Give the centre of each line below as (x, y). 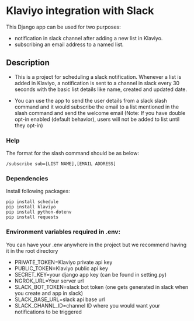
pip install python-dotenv (39, 212)
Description (28, 63)
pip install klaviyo (31, 207)
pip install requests (32, 217)
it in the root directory (32, 251)
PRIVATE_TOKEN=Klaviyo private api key (63, 262)
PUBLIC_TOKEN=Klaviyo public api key (61, 268)
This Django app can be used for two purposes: (63, 27)
